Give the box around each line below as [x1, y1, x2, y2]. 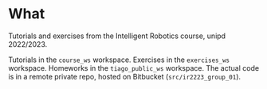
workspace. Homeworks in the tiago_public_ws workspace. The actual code [8, 63, 260, 72]
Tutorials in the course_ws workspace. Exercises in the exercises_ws [8, 55, 230, 64]
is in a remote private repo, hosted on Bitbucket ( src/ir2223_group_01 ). [8, 72, 241, 81]
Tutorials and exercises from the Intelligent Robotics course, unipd [8, 31, 226, 41]
